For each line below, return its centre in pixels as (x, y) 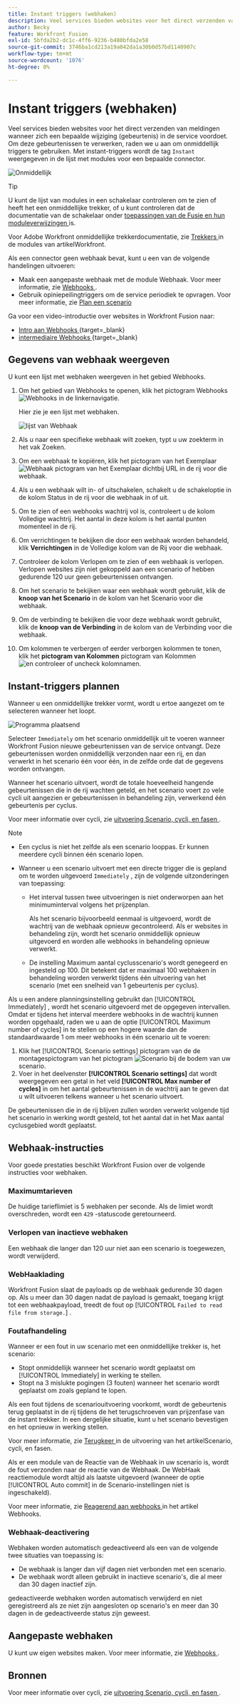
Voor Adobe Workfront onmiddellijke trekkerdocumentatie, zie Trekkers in (116, 237)
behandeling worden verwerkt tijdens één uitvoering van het (118, 978)
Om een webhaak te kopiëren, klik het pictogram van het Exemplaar (118, 461)
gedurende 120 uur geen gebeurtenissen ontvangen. (96, 577)
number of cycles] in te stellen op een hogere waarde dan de (98, 1030)
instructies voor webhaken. (48, 1172)
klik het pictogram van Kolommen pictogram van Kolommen (107, 656)
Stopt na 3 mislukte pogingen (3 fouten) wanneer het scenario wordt (119, 1383)
